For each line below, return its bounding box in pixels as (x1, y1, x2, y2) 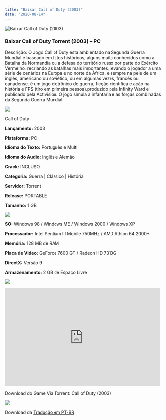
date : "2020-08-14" (5, 12, 46, 17)
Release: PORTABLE (5, 192, 47, 199)
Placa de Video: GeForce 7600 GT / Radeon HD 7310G (5, 250, 117, 256)
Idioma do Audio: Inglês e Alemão (5, 154, 75, 160)
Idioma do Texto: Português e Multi (5, 144, 78, 150)
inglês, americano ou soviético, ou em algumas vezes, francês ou (5, 75, 139, 81)
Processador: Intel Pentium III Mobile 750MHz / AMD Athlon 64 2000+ (5, 230, 150, 236)
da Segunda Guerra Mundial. (5, 96, 64, 102)
